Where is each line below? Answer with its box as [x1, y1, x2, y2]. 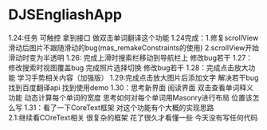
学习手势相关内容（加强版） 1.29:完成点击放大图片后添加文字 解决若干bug [17, 73, 259, 82]
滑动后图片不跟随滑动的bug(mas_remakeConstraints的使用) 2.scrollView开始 [8, 42, 259, 53]
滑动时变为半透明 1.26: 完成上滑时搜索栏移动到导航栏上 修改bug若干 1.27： [8, 53, 253, 62]
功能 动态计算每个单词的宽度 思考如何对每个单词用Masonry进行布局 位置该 [8, 93, 253, 102]
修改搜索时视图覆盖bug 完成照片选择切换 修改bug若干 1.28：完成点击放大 [8, 62, 249, 73]
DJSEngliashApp [8, 6, 122, 24]
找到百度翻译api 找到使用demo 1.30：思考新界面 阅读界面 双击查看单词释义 [8, 82, 253, 93]
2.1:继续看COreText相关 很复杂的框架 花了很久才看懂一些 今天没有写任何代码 [8, 112, 258, 122]
